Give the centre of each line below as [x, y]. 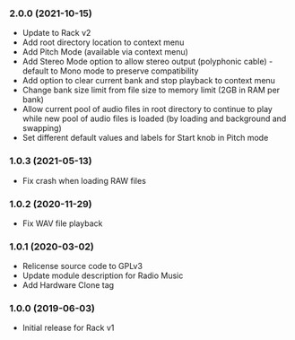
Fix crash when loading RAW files [84, 180]
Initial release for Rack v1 [68, 328]
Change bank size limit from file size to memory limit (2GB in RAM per [151, 90]
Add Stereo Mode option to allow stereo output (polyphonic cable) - [147, 62]
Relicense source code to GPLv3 [82, 266]
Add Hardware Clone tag [68, 285]
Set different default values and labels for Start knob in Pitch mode [145, 138]
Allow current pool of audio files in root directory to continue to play [147, 109]
